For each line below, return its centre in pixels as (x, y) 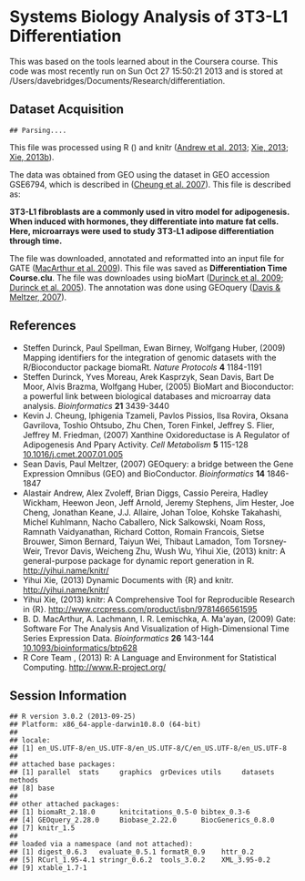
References (43, 326)
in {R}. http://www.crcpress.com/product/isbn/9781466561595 (140, 609)
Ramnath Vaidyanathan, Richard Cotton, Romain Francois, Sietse (143, 531)
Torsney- (270, 541)
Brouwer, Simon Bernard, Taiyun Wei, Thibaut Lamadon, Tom (137, 541)
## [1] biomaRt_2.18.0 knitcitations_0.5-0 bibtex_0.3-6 (130, 813)
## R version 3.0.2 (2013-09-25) (73, 717)
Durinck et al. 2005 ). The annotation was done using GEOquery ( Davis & (145, 287)
